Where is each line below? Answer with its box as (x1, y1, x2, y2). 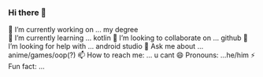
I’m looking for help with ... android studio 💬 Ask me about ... (8, 42, 204, 51)
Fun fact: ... (8, 62, 45, 71)
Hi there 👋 (8, 7, 47, 18)
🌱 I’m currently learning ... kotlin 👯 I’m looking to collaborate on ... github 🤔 (8, 33, 248, 42)
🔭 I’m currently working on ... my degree (8, 25, 139, 35)
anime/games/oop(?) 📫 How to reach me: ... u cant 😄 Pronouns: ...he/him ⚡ (8, 50, 256, 60)
